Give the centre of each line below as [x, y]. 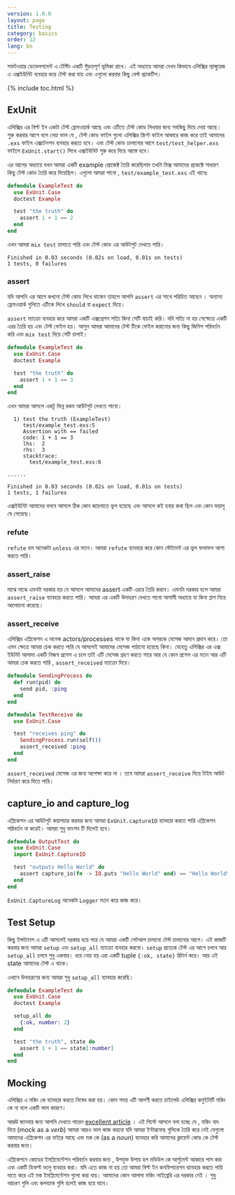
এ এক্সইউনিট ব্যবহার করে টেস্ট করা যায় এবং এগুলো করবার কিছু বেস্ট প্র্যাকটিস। [85, 74]
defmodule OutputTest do [43, 841]
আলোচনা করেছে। [26, 605]
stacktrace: [40, 456]
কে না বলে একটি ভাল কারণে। [37, 1108]
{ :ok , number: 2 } [45, 1023]
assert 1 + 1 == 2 [47, 218]
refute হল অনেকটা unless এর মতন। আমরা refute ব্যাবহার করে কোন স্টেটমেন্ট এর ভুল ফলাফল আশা [116, 548]
